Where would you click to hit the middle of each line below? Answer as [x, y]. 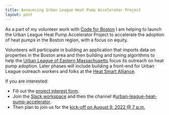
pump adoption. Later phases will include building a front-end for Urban [80, 66]
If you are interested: [27, 81]
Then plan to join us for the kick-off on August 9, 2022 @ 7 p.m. [79, 107]
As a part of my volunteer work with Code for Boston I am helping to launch [83, 29]
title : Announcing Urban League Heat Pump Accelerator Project [73, 10]
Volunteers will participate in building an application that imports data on [80, 50]
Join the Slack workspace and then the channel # [64, 96]
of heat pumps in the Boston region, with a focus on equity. [67, 40]
